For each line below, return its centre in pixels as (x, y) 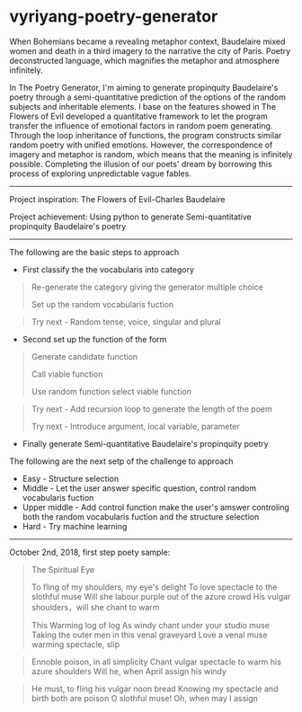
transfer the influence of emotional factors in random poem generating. (141, 125)
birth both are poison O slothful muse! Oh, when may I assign (145, 698)
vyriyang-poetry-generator (114, 17)
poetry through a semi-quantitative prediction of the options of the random (147, 97)
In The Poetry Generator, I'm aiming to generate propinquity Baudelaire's (144, 87)
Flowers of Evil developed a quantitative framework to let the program (138, 116)
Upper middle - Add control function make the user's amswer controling (156, 507)
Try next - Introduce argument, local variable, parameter (135, 426)
